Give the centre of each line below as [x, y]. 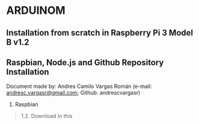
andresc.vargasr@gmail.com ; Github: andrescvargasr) [73, 93]
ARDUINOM [36, 11]
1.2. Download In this [47, 116]
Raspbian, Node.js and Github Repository [85, 62]
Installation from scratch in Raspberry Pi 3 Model [100, 33]
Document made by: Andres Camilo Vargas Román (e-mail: [79, 86]
